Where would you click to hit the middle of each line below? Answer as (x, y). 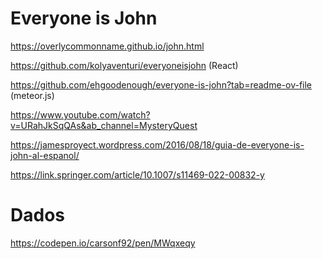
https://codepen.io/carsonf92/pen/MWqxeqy (103, 243)
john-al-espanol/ (45, 155)
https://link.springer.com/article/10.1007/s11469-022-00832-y (137, 174)
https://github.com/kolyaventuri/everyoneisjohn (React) (124, 65)
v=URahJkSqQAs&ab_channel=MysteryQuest (104, 125)
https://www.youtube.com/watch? (80, 114)
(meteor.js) (32, 95)
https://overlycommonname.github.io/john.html (107, 46)
